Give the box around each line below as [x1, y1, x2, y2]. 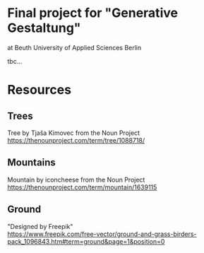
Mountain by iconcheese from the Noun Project [7, 175, 145, 184]
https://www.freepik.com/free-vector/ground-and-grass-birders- [7, 230, 197, 238]
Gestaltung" [7, 20, 81, 36]
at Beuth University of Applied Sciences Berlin [7, 43, 142, 52]
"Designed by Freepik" [7, 222, 73, 230]
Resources [7, 82, 72, 98]
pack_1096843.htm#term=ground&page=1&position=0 [7, 237, 165, 245]
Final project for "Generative [7, 5, 179, 21]
